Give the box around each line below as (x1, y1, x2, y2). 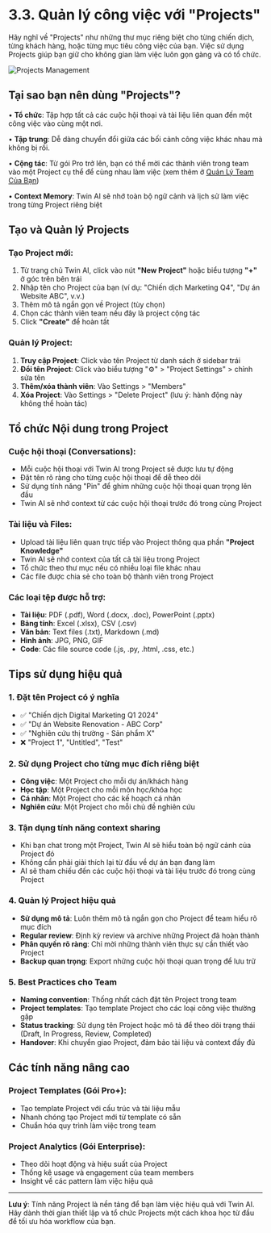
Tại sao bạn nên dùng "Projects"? (8, 89, 181, 102)
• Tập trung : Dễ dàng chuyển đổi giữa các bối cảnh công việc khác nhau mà (8, 134, 263, 144)
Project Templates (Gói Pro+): (8, 1085, 127, 1097)
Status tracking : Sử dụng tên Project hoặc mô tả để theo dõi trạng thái (19, 1020, 256, 1030)
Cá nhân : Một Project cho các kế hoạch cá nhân (19, 793, 181, 803)
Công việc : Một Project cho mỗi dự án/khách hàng (19, 776, 189, 786)
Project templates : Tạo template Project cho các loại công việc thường (19, 1003, 256, 1013)
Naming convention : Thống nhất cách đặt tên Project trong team (19, 994, 237, 1004)
